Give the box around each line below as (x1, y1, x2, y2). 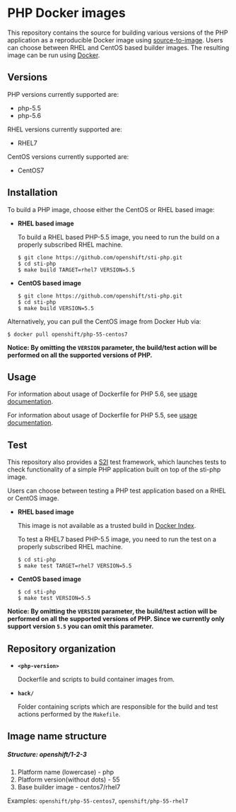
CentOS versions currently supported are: (7, 152, 129, 160)
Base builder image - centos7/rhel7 (17, 783, 121, 792)
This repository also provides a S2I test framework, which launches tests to (7, 458, 227, 466)
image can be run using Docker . (7, 51, 100, 59)
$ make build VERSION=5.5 (17, 305, 94, 312)
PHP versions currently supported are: (7, 90, 119, 98)
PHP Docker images (7, 5, 126, 21)
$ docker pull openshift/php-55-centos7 (7, 331, 129, 338)
